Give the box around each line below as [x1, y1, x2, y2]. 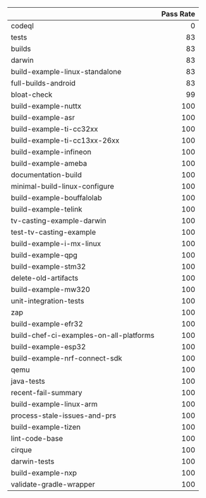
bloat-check [11, 90, 53, 99]
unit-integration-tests [11, 296, 85, 305]
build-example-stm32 [11, 262, 86, 271]
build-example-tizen [11, 423, 81, 432]
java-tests [11, 377, 46, 386]
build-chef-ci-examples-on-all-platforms [11, 331, 155, 340]
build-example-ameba [11, 159, 87, 168]
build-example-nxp [11, 468, 78, 478]
